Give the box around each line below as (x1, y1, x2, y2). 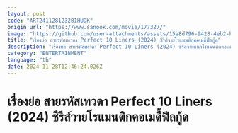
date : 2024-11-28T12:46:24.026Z (7, 63, 103, 70)
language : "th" (7, 57, 52, 64)
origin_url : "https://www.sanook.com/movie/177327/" (7, 23, 166, 30)
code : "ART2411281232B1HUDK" (7, 17, 93, 24)
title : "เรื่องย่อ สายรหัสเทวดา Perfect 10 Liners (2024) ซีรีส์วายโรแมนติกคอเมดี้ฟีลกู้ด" (7, 37, 222, 44)
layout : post (7, 10, 46, 18)
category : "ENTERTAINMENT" (7, 50, 87, 57)
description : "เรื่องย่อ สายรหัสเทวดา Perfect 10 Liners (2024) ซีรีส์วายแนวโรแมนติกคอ (7, 43, 227, 50)
